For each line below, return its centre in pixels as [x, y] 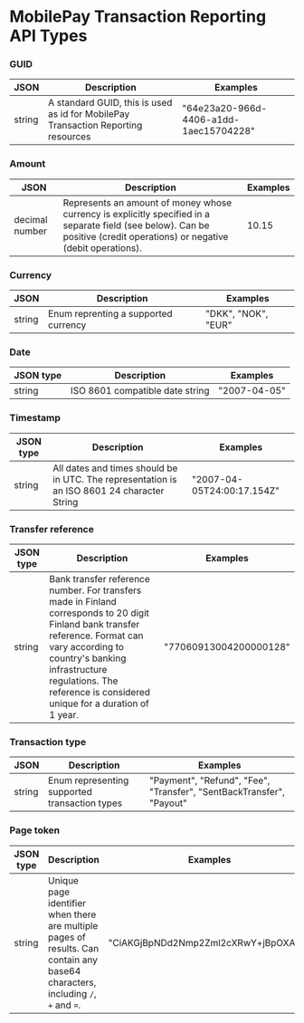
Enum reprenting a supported [111, 314]
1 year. [64, 714]
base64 [65, 970]
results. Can [74, 948]
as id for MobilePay [89, 114]
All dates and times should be [115, 468]
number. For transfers [95, 590]
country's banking [88, 658]
